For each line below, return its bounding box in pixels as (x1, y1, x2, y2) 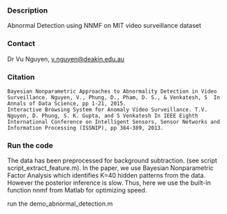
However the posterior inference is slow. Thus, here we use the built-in (7, 178, 211, 187)
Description (7, 6, 48, 15)
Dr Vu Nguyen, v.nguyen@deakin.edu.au (7, 54, 124, 63)
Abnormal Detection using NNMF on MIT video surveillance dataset (7, 22, 201, 30)
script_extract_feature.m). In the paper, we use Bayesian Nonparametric (7, 164, 214, 172)
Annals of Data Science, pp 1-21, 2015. (7, 100, 127, 107)
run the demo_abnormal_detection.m (7, 199, 113, 208)
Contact (7, 39, 36, 49)
